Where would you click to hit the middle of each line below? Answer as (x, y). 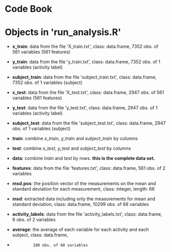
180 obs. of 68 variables (60, 245)
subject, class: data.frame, (40, 235)
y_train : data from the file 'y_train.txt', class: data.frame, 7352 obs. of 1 (86, 62)
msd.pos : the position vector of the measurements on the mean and (84, 184)
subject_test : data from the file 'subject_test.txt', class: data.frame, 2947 (89, 123)
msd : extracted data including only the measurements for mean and (84, 199)
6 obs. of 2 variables (34, 220)
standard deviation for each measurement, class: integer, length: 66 (83, 189)
